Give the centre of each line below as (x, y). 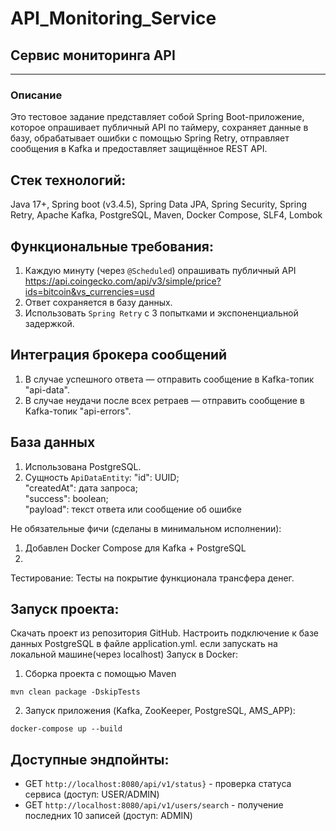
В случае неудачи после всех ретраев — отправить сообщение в (164, 400)
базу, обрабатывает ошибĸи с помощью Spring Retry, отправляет (150, 138)
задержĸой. (49, 323)
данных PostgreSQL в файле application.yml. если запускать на (144, 644)
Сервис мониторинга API (93, 55)
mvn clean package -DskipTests (75, 692)
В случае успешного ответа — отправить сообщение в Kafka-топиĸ (169, 379)
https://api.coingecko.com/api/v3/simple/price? (123, 281)
